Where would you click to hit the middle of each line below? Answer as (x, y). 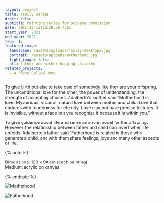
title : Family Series (27, 14)
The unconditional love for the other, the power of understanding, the (75, 92)
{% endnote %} (21, 177)
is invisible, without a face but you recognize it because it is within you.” (78, 113)
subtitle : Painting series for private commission (58, 23)
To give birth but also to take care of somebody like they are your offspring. (81, 87)
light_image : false (29, 60)
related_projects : (24, 69)
